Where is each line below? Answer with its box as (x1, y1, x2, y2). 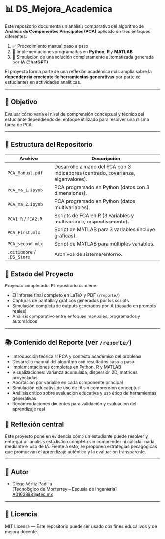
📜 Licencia (5, 510, 38, 519)
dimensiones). (55, 190, 87, 196)
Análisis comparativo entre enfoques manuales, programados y (12, 313, 141, 319)
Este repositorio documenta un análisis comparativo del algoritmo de (5, 23, 144, 29)
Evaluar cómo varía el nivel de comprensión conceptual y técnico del (5, 111, 145, 117)
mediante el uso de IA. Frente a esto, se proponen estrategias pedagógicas (5, 444, 157, 449)
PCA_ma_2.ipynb (7, 201, 43, 207)
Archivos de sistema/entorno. (55, 251, 123, 257)
